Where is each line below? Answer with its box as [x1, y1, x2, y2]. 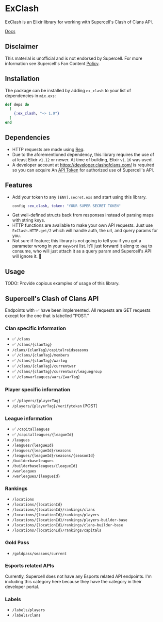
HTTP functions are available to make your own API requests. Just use [12, 222, 153, 228]
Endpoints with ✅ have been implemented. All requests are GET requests [5, 307, 151, 313]
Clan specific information [5, 325, 66, 332]
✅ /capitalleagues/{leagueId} [12, 431, 74, 437]
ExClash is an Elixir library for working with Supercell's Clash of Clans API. [5, 19, 153, 25]
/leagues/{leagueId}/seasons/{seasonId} [12, 453, 95, 458]
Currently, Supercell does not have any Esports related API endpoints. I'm [5, 573, 152, 579]
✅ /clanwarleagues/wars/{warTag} [12, 374, 81, 380]
